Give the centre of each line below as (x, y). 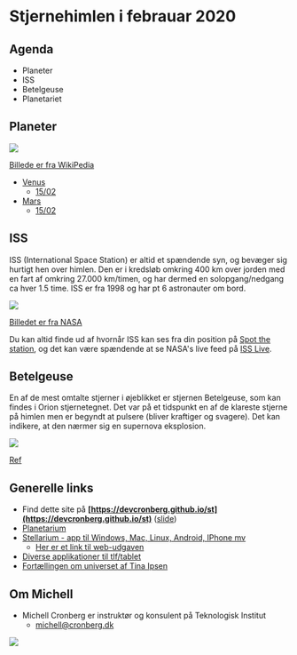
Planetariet (42, 99)
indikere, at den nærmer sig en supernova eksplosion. (108, 426)
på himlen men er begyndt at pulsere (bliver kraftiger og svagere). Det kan (145, 417)
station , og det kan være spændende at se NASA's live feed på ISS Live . (141, 348)
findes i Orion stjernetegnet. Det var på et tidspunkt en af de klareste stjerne (148, 407)
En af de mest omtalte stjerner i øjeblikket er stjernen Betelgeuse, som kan (145, 398)
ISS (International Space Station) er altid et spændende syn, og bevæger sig (148, 260)
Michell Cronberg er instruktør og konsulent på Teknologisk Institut (144, 616)
